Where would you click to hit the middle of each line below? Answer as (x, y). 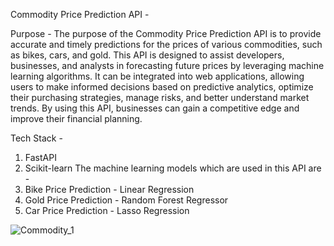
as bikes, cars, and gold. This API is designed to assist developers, (147, 55)
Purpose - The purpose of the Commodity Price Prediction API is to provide (166, 33)
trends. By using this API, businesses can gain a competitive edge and (155, 108)
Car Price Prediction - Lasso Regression (107, 210)
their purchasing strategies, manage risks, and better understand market (160, 97)
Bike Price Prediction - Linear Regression (109, 189)
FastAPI (40, 157)
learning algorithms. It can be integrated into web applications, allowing (157, 76)
